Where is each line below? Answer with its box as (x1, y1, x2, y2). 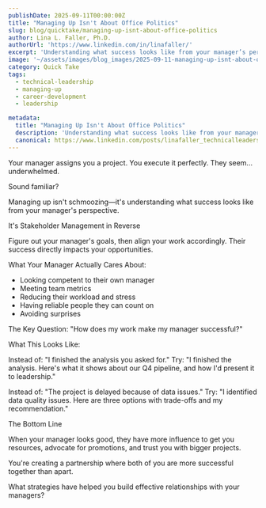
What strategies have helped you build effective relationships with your (8, 482, 240, 491)
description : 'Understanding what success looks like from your (15, 129, 232, 137)
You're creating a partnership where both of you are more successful (8, 458, 234, 468)
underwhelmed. (8, 166, 59, 176)
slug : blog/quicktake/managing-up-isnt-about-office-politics (8, 26, 218, 34)
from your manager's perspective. (8, 205, 120, 214)
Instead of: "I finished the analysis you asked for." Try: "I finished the (8, 354, 232, 364)
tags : (8, 70, 26, 78)
